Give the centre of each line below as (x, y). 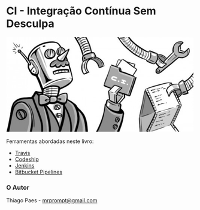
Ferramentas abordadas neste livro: (50, 141)
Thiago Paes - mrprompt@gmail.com (52, 200)
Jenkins (25, 165)
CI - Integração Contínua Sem (81, 11)
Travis (22, 153)
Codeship (27, 159)
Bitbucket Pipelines (39, 172)
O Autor (18, 187)
